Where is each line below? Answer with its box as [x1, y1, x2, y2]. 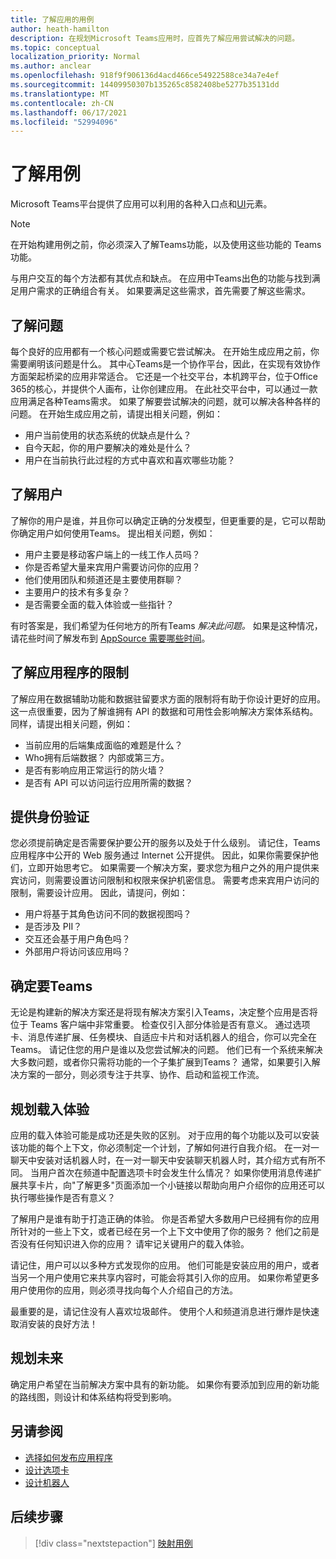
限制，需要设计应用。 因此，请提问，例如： [10, 887, 188, 899]
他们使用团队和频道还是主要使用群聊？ [24, 573, 183, 585]
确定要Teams [10, 977, 93, 995]
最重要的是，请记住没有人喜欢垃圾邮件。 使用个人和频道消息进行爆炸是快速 [10, 1306, 320, 1318]
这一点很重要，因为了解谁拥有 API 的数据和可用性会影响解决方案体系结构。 [10, 705, 319, 717]
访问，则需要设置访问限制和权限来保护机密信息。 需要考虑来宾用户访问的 [18, 874, 320, 886]
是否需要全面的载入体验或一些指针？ [24, 598, 175, 610]
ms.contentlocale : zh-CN [10, 98, 114, 108]
